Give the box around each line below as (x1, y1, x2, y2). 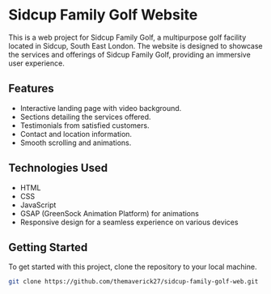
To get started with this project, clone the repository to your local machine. (8, 262, 257, 272)
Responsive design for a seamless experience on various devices (19, 217, 239, 227)
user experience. (8, 58, 65, 68)
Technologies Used (8, 161, 108, 175)
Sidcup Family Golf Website (8, 6, 198, 24)
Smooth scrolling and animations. (19, 138, 132, 147)
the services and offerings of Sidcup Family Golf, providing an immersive (8, 49, 251, 59)
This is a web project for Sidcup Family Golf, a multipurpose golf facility (8, 32, 247, 42)
